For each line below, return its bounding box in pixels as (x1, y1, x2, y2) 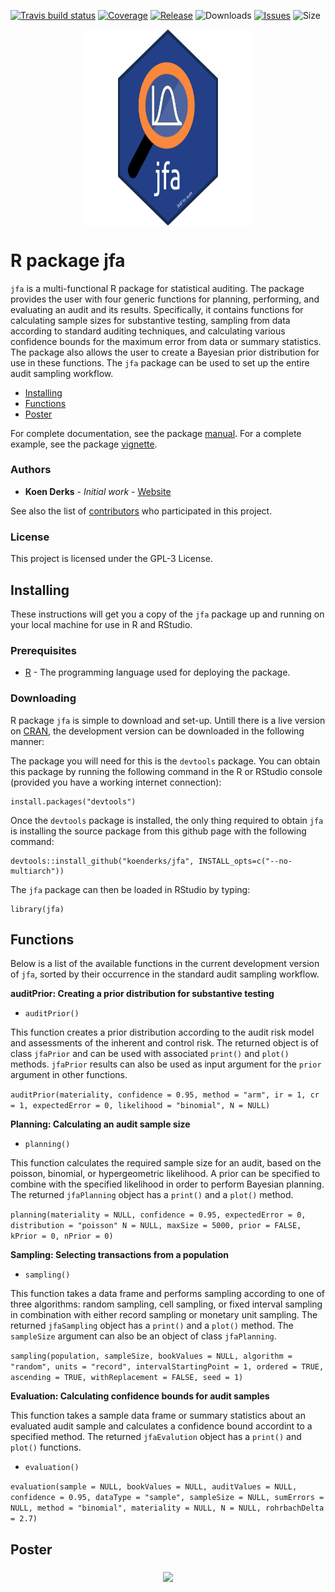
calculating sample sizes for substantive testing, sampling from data (10, 314, 291, 326)
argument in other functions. (10, 1069, 128, 1081)
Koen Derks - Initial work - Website (24, 485, 172, 497)
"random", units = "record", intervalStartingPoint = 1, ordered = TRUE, (10, 1362, 325, 1372)
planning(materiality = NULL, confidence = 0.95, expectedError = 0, (10, 1210, 307, 1220)
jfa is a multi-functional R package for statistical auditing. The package (10, 282, 305, 294)
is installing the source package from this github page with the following (10, 825, 307, 837)
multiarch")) (10, 866, 65, 876)
